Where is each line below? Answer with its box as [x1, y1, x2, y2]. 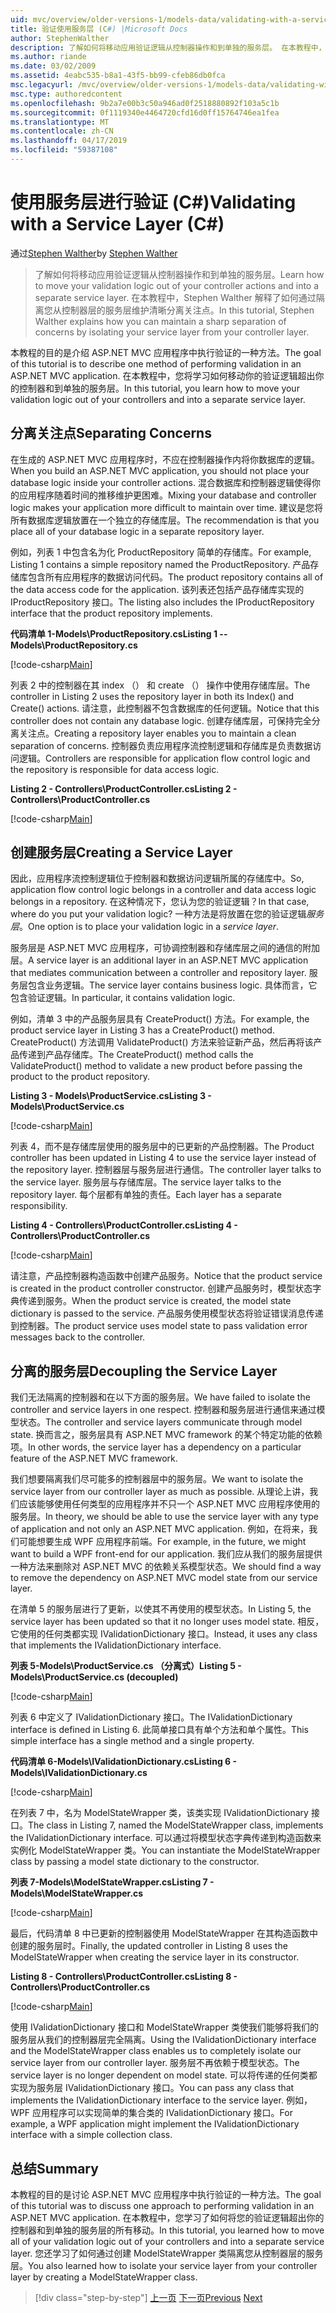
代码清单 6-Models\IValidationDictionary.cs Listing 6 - [10, 1756, 237, 1768]
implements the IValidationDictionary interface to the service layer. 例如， [10, 2094, 313, 2106]
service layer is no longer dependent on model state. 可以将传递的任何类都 [10, 2069, 318, 2081]
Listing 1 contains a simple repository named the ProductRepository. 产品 [10, 558, 311, 570]
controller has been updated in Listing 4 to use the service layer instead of [10, 1152, 317, 1164]
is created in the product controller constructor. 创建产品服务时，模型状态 [10, 1282, 313, 1295]
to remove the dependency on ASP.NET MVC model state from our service [10, 1572, 318, 1584]
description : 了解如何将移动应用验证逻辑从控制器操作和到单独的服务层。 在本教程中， [10, 42, 327, 53]
